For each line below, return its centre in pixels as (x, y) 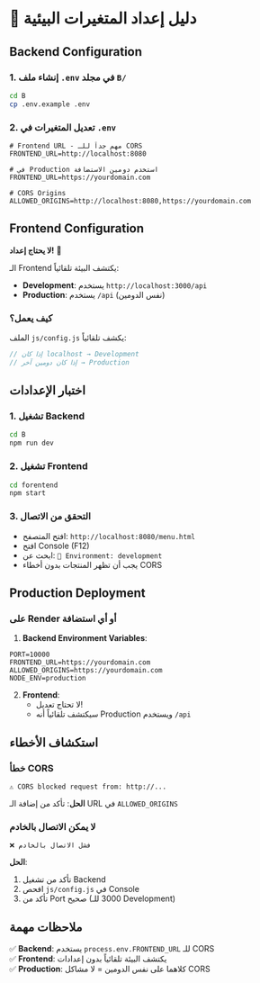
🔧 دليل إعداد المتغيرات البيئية (103, 18)
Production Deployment (77, 593)
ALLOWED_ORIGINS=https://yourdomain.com (86, 671)
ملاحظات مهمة (46, 927)
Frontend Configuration (77, 229)
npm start (28, 493)
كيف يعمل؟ (31, 318)
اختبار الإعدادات (48, 391)
